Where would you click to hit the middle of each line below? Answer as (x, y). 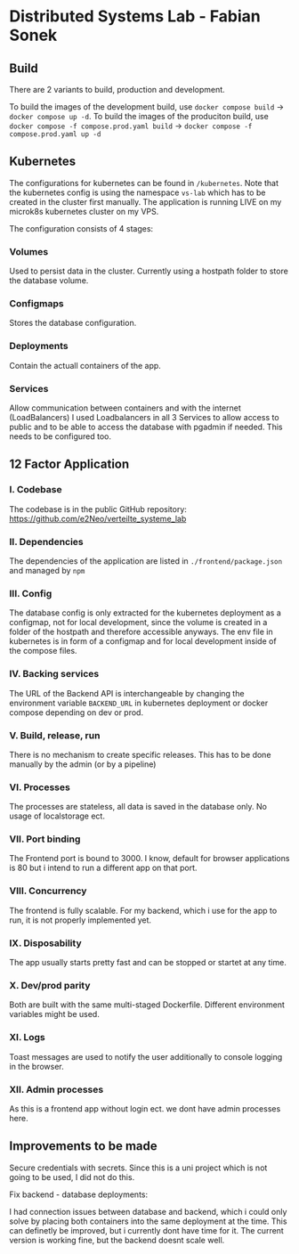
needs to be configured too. (61, 436)
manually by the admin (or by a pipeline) (83, 764)
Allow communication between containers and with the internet (125, 408)
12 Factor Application (69, 464)
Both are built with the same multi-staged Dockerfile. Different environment (147, 1005)
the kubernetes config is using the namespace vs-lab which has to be (137, 192)
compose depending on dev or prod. (77, 712)
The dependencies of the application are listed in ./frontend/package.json (146, 561)
